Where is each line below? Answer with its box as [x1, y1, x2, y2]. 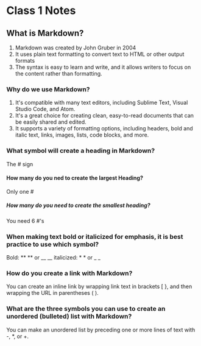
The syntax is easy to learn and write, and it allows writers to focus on [15, 63, 191, 71]
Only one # [6, 188, 34, 195]
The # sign [6, 160, 33, 168]
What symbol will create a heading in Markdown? [6, 147, 155, 155]
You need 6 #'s [6, 217, 44, 224]
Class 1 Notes [6, 4, 76, 18]
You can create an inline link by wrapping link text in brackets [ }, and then [6, 283, 192, 290]
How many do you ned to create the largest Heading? [6, 174, 144, 182]
